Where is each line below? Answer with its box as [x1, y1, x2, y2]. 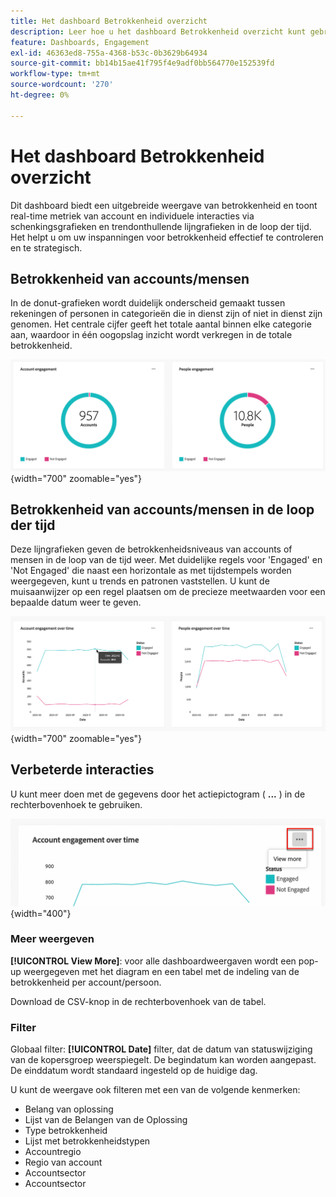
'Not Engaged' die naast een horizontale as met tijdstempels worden [10, 565, 292, 577]
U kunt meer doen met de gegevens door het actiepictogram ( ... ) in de [10, 788, 306, 800]
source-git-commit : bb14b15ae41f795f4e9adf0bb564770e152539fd [10, 58, 275, 69]
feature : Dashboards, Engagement [10, 37, 150, 47]
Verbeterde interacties [10, 761, 155, 779]
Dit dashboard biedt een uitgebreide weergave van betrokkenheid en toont [10, 199, 318, 211]
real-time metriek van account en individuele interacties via [10, 210, 255, 222]
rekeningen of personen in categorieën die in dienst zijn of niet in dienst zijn [10, 308, 323, 320]
